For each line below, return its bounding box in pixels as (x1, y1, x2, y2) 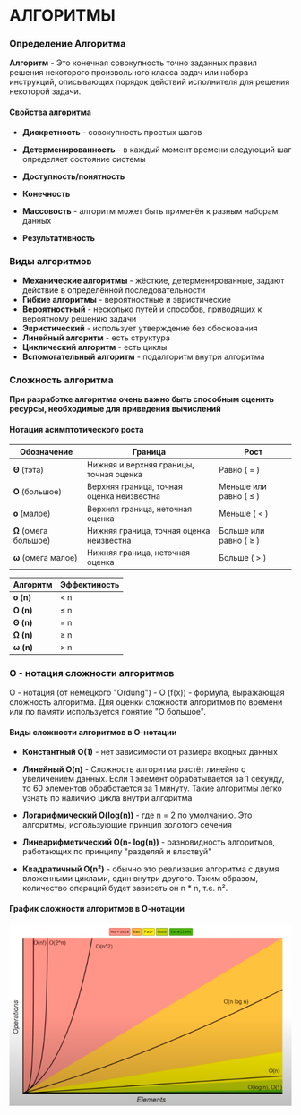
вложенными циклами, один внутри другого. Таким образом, (21, 873, 259, 884)
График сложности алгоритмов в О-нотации (9, 904, 185, 914)
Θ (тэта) (13, 464, 45, 475)
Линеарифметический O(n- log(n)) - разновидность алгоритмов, (21, 836, 276, 847)
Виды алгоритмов (9, 254, 92, 267)
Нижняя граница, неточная (86, 547, 191, 558)
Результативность (21, 232, 96, 243)
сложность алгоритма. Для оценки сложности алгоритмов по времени (9, 697, 283, 708)
